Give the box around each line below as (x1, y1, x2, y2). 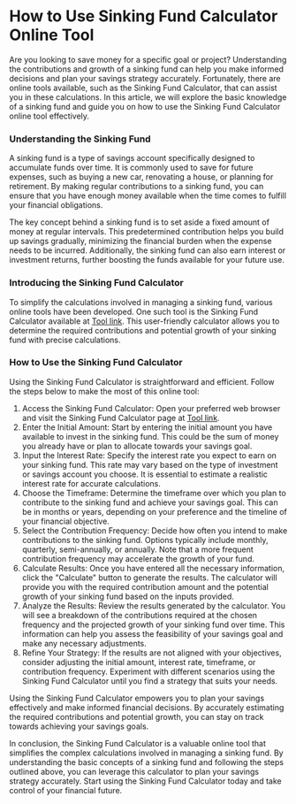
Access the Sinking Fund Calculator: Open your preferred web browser (21, 402, 281, 413)
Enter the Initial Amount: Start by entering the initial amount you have (21, 422, 273, 433)
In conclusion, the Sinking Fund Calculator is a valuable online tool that (9, 738, 267, 748)
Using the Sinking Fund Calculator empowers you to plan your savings (9, 693, 265, 703)
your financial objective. (21, 516, 110, 526)
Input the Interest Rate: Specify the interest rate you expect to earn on (21, 449, 277, 461)
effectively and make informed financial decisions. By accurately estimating (9, 701, 285, 713)
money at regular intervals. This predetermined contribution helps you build (9, 226, 285, 237)
